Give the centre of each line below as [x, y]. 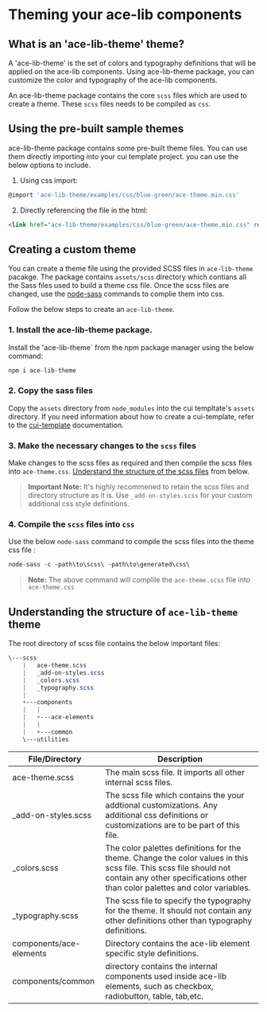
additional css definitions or [157, 815]
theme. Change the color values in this [177, 858]
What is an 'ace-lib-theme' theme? [97, 44]
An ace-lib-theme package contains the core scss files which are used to [128, 95]
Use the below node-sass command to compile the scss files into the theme [131, 542]
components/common [54, 981]
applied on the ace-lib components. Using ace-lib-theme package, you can [131, 72]
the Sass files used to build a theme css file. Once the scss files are [118, 286]
